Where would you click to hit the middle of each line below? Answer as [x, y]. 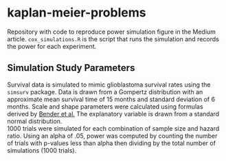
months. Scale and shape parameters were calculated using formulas [105, 106]
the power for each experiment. [52, 46]
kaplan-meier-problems [77, 13]
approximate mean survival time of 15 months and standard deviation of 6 [111, 99]
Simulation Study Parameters [71, 68]
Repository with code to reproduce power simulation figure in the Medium [112, 32]
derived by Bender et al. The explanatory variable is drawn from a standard [113, 114]
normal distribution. [35, 121]
